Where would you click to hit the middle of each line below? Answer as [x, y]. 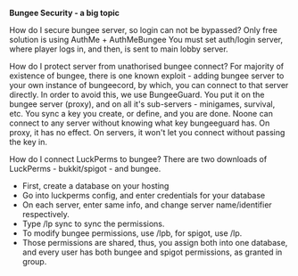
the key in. [28, 142]
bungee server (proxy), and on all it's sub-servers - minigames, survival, [142, 104]
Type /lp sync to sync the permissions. [93, 223]
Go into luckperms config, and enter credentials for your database [144, 195]
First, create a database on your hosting [95, 186]
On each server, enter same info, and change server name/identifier [147, 205]
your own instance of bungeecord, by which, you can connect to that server [149, 85]
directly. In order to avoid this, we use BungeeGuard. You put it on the [137, 94]
